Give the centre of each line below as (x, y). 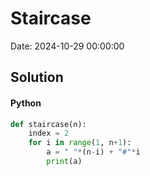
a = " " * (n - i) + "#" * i (93, 152)
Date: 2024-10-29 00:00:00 (67, 46)
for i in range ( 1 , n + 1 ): (80, 143)
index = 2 (49, 133)
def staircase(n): (48, 124)
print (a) (64, 162)
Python (26, 103)
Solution (37, 77)
